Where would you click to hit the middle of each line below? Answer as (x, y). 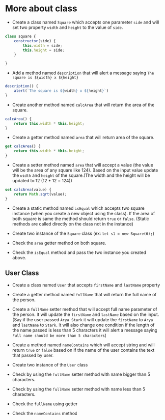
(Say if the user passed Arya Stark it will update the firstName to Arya (82, 319)
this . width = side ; (43, 45)
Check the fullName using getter (45, 404)
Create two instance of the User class (50, 364)
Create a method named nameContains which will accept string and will (83, 345)
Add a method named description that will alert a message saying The (83, 73)
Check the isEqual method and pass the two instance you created (79, 252)
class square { (21, 36)
